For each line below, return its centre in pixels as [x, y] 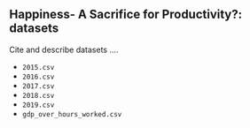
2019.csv [38, 105]
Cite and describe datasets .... [64, 49]
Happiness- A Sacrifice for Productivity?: [126, 15]
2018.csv [38, 95]
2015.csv [38, 67]
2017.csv [38, 86]
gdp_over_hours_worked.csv [72, 114]
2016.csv [38, 77]
